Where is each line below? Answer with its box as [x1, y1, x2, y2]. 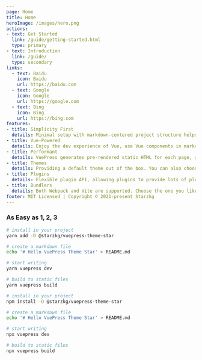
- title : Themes [6, 160, 47, 166]
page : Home [6, 8, 34, 15]
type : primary [11, 43, 47, 49]
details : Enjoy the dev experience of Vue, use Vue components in [11, 143, 182, 149]
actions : [6, 25, 28, 32]
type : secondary [11, 59, 52, 65]
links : [6, 64, 23, 71]
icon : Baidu [17, 76, 47, 82]
